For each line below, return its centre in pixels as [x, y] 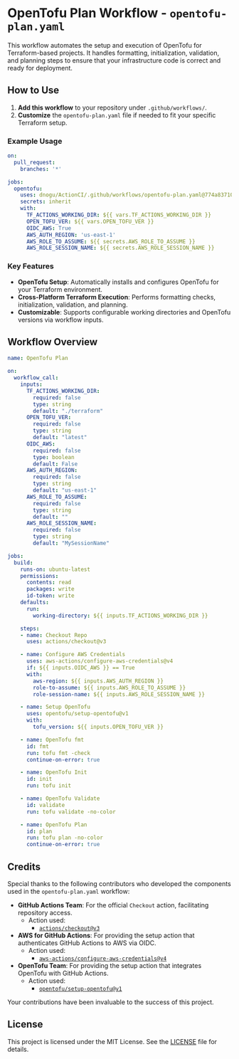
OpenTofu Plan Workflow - [87, 13]
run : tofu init [49, 786]
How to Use [33, 90]
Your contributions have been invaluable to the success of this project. [111, 1002]
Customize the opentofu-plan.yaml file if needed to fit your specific [117, 115]
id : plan [39, 831]
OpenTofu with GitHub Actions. [63, 973]
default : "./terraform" [68, 411]
